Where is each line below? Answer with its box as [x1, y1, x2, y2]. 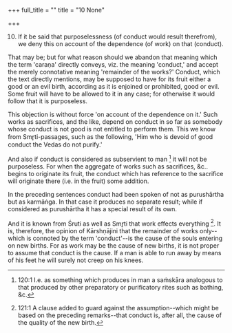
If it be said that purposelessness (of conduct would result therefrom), [17, 32, 218, 41]
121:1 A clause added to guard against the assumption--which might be [17, 304, 219, 312]
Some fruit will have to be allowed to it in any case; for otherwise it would [8, 89, 215, 98]
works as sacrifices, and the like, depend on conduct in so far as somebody [8, 118, 223, 126]
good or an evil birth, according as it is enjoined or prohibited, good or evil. [8, 83, 220, 90]
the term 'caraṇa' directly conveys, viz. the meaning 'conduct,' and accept [8, 61, 219, 68]
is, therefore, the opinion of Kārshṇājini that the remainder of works [8, 227, 198, 235]
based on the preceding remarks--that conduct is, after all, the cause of [17, 311, 222, 319]
